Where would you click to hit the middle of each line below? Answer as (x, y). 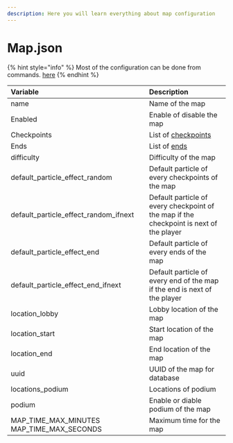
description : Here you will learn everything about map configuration (111, 14)
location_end (32, 353)
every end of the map (184, 281)
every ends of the (178, 252)
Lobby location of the (183, 309)
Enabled (24, 119)
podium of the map (180, 409)
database (164, 378)
